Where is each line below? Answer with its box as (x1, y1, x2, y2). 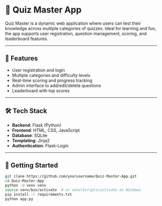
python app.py (5, 196, 34, 201)
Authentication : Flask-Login (12, 143, 69, 148)
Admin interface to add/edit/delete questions (12, 82, 101, 88)
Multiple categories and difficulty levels (12, 72, 91, 78)
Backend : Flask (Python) (12, 122, 62, 128)
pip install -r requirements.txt (5, 192, 72, 197)
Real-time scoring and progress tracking (12, 77, 93, 83)
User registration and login (12, 67, 65, 73)
